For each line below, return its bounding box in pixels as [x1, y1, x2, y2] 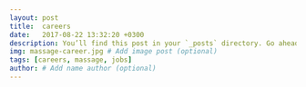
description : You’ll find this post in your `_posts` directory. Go [9, 38, 275, 48]
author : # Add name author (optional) [9, 64, 157, 73]
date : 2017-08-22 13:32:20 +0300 [9, 30, 145, 39]
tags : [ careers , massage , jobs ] [9, 55, 132, 64]
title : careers [9, 22, 71, 31]
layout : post [9, 13, 59, 23]
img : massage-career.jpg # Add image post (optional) [9, 47, 219, 56]
